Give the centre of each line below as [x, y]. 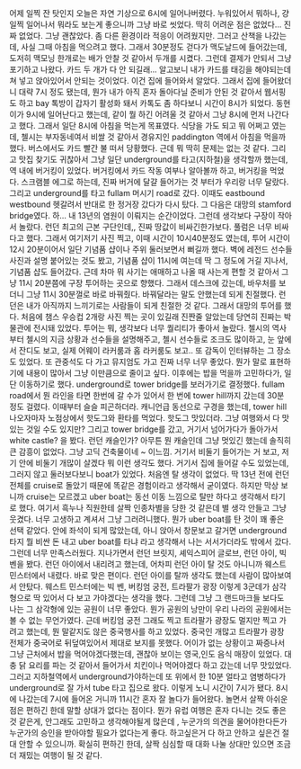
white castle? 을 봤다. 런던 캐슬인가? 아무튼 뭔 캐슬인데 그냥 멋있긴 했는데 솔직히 [150, 440]
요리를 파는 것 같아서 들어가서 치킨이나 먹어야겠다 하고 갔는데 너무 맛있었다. [160, 665]
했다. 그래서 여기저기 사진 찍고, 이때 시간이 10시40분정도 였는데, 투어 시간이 [158, 238]
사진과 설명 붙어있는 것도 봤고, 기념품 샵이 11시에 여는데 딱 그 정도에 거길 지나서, [149, 260]
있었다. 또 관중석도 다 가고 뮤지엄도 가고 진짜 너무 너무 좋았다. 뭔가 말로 [143, 362]
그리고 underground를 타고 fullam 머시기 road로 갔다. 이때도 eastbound [137, 193]
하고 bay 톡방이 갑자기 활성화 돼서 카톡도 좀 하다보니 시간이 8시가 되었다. [146, 103]
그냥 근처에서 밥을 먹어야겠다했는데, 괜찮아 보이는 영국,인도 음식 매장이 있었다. [146, 654]
